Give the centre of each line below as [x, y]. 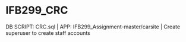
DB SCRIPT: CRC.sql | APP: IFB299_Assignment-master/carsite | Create [93, 27]
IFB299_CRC [37, 10]
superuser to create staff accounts [48, 33]
